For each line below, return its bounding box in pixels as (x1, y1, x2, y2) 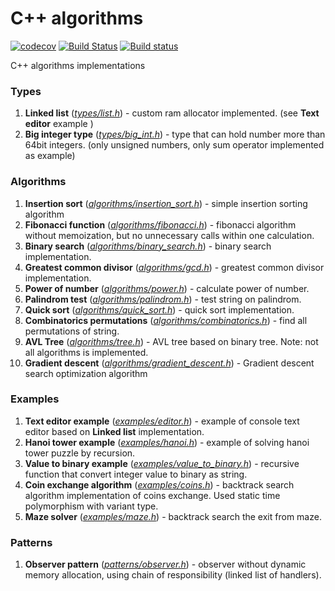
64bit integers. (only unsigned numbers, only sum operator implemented (24, 139, 325, 151)
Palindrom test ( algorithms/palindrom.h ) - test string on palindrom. (24, 293, 302, 305)
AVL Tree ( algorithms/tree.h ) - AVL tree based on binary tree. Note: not (24, 335, 319, 347)
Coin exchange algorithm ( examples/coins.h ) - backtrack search (24, 478, 295, 491)
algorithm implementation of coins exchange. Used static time (24, 489, 281, 501)
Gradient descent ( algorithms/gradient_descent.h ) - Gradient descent (24, 357, 315, 369)
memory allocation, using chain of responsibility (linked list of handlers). (24, 569, 322, 581)
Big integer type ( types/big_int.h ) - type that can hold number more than (24, 128, 326, 141)
